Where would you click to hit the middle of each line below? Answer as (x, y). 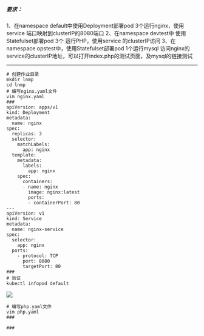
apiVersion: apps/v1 (32, 107)
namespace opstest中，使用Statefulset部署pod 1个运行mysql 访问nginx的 (98, 48)
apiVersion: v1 (25, 213)
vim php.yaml (23, 312)
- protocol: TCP (38, 256)
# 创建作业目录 (23, 74)
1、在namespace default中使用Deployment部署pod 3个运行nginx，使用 (95, 25)
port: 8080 (36, 261)
